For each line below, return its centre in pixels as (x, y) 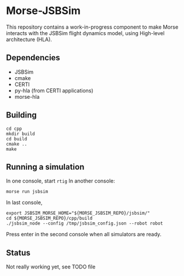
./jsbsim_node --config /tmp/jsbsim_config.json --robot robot (85, 223)
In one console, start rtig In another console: (60, 181)
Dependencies (33, 58)
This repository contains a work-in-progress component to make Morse (92, 27)
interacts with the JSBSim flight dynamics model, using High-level (85, 33)
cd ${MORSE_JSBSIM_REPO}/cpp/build (49, 218)
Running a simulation (45, 167)
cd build (17, 139)
